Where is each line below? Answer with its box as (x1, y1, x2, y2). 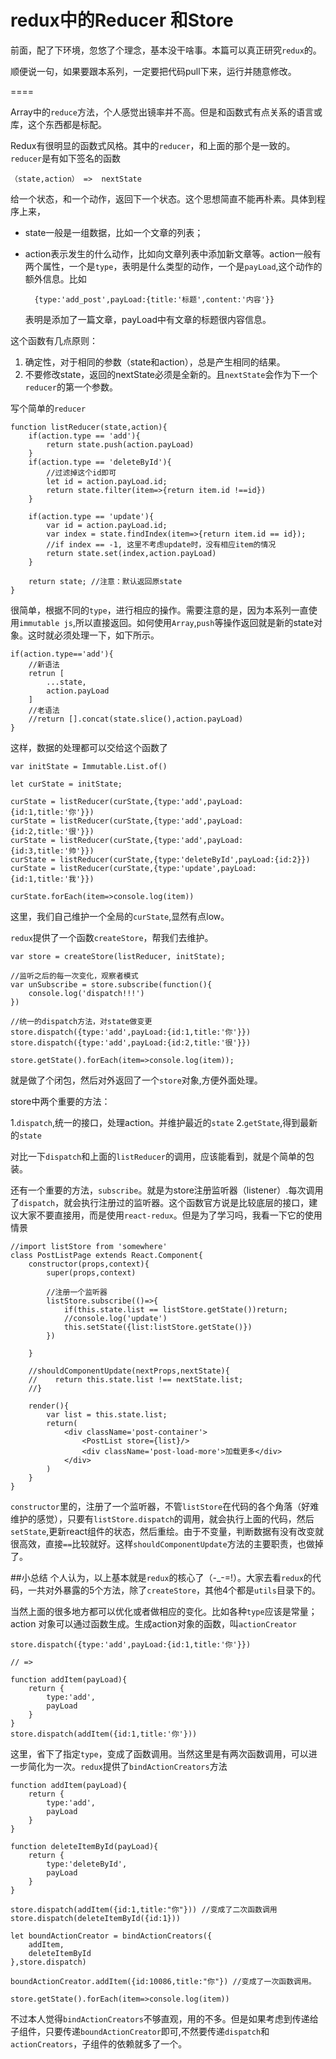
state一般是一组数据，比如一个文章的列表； (24, 226, 204, 238)
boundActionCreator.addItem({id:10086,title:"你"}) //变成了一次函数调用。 (10, 1976, 317, 1986)
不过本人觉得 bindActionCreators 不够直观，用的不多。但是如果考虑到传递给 (10, 2012, 319, 2025)
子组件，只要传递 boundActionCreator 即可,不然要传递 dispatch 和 (10, 2025, 270, 2037)
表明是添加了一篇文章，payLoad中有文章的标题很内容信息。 (24, 313, 272, 325)
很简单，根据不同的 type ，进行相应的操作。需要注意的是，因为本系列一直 (10, 604, 309, 616)
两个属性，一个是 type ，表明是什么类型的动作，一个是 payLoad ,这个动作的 (24, 260, 323, 272)
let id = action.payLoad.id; (46, 476, 168, 486)
